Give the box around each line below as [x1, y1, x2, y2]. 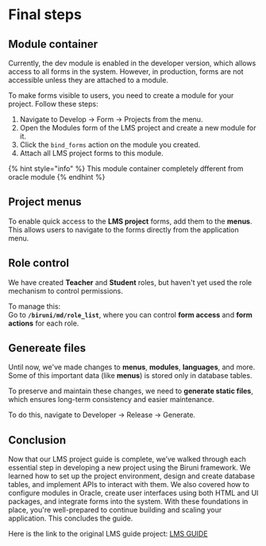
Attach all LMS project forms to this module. [19, 149, 164, 158]
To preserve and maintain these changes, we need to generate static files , [8, 386, 254, 396]
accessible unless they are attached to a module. [8, 76, 169, 84]
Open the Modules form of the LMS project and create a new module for [19, 123, 256, 132]
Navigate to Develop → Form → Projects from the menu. [19, 115, 203, 124]
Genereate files [8, 341, 86, 355]
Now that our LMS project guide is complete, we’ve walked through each [8, 454, 246, 464]
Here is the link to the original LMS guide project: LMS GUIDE [8, 529, 208, 539]
